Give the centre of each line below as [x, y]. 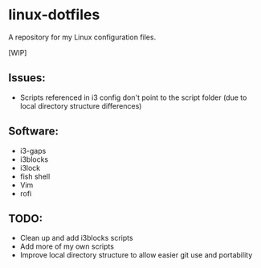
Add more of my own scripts [67, 246]
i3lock [30, 167]
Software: [33, 132]
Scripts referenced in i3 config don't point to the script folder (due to [133, 97]
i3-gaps [33, 150]
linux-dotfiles [54, 15]
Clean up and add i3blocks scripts [77, 238]
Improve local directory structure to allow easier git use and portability [136, 255]
